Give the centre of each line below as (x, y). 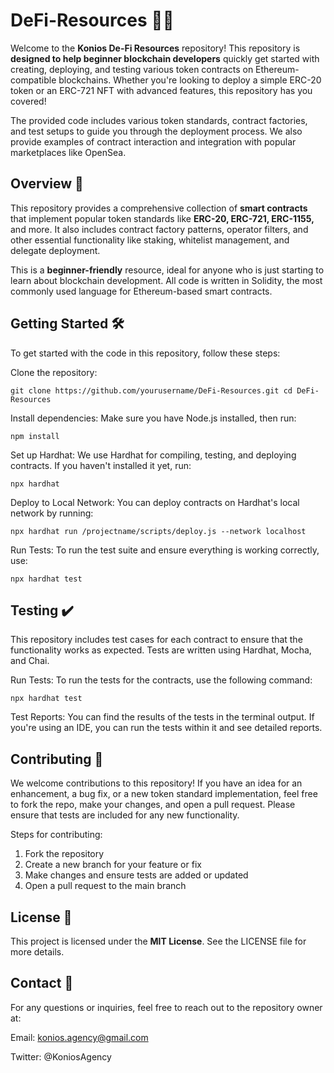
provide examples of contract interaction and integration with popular (153, 141)
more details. (37, 952)
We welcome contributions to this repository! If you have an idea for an (156, 783)
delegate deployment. (55, 250)
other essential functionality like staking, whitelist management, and (150, 240)
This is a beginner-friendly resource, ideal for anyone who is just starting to (167, 270)
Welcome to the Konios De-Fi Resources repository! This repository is (155, 48)
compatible (33, 80)
